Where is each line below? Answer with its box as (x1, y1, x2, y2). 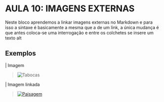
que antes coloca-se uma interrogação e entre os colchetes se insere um (5, 30, 154, 35)
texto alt (5, 35, 22, 41)
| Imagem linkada (5, 81, 40, 87)
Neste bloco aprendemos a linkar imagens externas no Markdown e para (5, 19, 153, 25)
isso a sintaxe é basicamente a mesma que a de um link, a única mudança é (5, 24, 159, 30)
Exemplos (5, 49, 36, 58)
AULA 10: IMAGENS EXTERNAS (5, 3, 134, 14)
